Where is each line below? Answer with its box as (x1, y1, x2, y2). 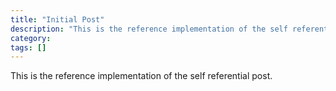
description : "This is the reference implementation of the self (10, 24, 288, 34)
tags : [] (10, 42, 47, 53)
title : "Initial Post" (10, 14, 105, 25)
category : (10, 33, 52, 43)
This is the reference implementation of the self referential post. (10, 70, 273, 82)
